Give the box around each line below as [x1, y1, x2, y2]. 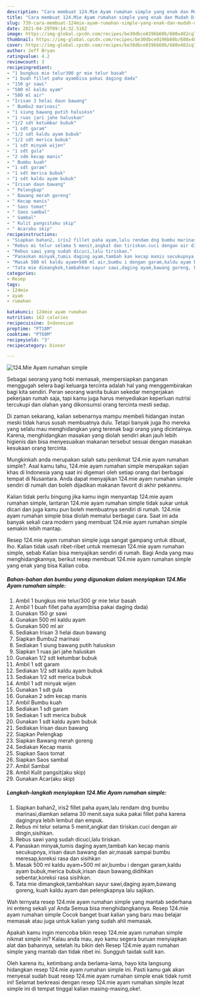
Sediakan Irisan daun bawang [15, 724, 89, 732]
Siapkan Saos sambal [15, 756, 69, 763]
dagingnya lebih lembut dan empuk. [15, 817, 104, 824]
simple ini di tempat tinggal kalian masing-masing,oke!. [7, 985, 142, 993]
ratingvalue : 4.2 [7, 53, 50, 59]
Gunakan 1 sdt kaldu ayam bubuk [15, 718, 97, 725]
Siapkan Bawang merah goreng [15, 737, 93, 744]
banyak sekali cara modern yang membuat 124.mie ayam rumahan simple [7, 518, 187, 526]
